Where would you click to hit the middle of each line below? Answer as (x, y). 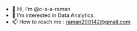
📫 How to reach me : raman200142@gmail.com (71, 22)
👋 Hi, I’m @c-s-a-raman (41, 9)
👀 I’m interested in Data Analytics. (53, 15)
